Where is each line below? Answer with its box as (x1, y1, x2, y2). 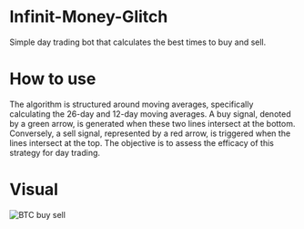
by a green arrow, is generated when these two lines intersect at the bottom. (9, 118, 296, 129)
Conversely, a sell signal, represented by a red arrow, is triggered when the (9, 128, 291, 139)
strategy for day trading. (9, 147, 101, 158)
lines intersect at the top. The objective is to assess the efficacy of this (9, 137, 275, 148)
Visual (9, 180, 59, 200)
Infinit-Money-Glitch (9, 6, 168, 27)
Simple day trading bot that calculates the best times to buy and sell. (9, 36, 267, 47)
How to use (9, 68, 96, 89)
